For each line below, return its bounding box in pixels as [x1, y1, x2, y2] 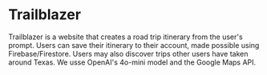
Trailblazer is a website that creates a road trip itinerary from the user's [8, 32, 243, 41]
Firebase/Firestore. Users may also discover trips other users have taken [8, 49, 249, 58]
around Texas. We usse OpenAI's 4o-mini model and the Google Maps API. [8, 57, 257, 67]
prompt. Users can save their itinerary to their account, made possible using [8, 40, 260, 49]
